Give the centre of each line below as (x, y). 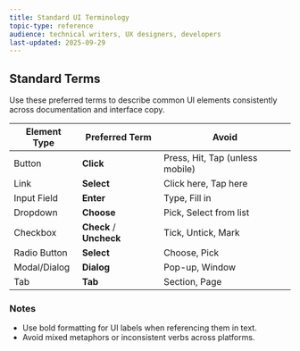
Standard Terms (55, 78)
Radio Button (41, 253)
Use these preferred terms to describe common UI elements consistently (143, 100)
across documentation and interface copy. (87, 110)
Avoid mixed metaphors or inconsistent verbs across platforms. (138, 338)
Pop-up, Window (200, 267)
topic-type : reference (51, 26)
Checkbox (35, 233)
